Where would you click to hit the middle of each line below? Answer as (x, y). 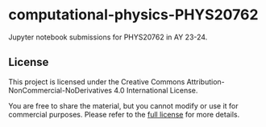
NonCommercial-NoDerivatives (60, 90)
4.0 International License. (156, 90)
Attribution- (206, 81)
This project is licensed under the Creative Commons (97, 81)
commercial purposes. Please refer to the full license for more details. (124, 114)
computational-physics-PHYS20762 (133, 15)
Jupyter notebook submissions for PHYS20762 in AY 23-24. (108, 37)
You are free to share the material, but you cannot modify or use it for (124, 105)
